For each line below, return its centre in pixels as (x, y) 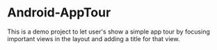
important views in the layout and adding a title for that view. (94, 38)
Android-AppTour (59, 13)
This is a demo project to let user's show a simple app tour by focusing (108, 32)
